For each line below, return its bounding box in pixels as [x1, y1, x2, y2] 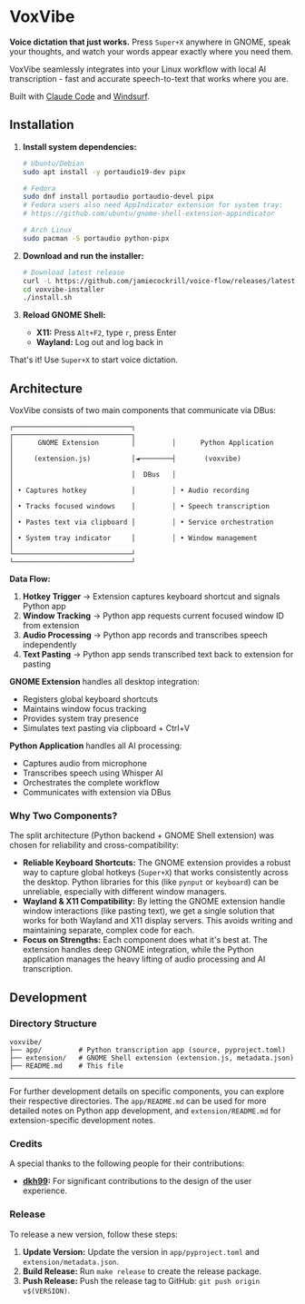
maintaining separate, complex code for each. [22, 924, 195, 936]
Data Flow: [9, 574, 51, 585]
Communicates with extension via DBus [22, 787, 172, 798]
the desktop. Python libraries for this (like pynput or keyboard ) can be [22, 876, 280, 887]
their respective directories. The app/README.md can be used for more [9, 1096, 267, 1107]
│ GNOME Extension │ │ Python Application [9, 439, 274, 448]
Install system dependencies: [22, 141, 137, 152]
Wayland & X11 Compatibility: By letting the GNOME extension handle [22, 896, 286, 907]
